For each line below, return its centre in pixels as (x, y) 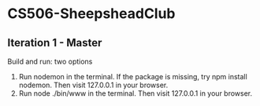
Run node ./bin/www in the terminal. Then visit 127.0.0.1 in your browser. (136, 93)
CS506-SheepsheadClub (91, 14)
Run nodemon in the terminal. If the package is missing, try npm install (133, 77)
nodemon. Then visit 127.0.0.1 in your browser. (93, 85)
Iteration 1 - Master (55, 43)
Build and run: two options (50, 61)
